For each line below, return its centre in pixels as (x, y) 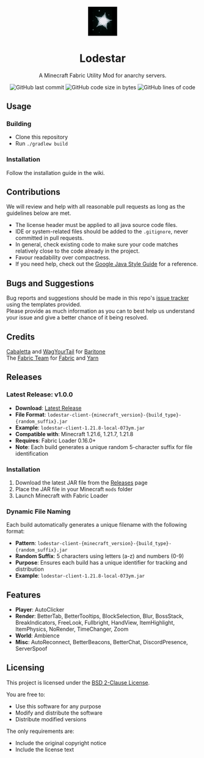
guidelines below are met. (39, 213)
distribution (30, 569)
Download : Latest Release (48, 408)
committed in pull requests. (49, 238)
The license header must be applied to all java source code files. (96, 225)
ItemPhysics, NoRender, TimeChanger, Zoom (72, 629)
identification (32, 453)
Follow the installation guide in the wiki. (56, 173)
